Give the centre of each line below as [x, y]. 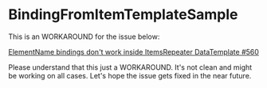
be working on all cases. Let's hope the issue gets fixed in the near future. [130, 75]
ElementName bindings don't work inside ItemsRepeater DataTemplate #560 [133, 52]
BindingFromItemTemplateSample [123, 15]
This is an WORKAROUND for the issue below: [84, 36]
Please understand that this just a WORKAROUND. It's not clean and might [130, 67]
